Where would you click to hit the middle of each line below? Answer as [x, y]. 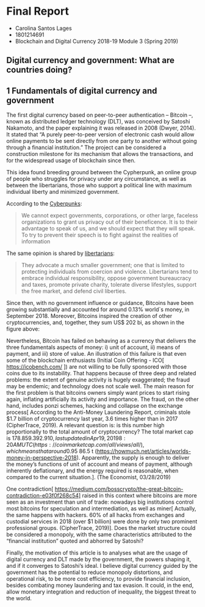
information [36, 241]
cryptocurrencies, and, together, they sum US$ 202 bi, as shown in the [95, 323]
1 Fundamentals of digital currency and [82, 91]
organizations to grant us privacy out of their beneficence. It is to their [109, 222]
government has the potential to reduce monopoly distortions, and [89, 572]
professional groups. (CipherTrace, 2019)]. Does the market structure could [101, 528]
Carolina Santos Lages [43, 28]
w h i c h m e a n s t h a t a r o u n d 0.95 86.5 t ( [52, 451]
